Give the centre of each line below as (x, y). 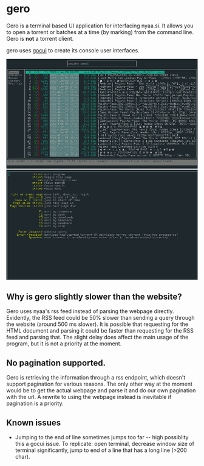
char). (22, 456)
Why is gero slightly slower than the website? (94, 296)
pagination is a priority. (35, 403)
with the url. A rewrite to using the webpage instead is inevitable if (89, 397)
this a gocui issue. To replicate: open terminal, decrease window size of (104, 443)
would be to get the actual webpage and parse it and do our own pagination (101, 390)
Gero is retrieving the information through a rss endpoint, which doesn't (96, 378)
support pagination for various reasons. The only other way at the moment (100, 384)
